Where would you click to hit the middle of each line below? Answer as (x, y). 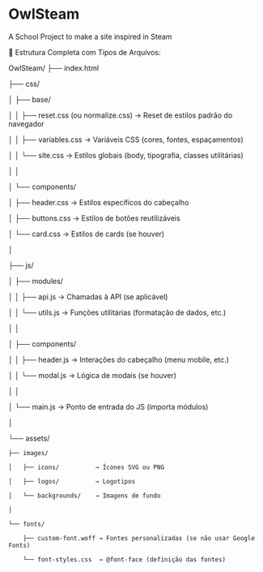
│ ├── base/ (30, 99)
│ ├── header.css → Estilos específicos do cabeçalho (99, 202)
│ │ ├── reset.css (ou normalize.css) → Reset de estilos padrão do (121, 115)
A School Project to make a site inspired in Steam (90, 37)
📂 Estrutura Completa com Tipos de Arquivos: (85, 52)
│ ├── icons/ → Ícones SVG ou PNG (86, 467)
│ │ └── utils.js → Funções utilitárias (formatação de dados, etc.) (117, 312)
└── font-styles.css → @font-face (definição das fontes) (125, 559)
